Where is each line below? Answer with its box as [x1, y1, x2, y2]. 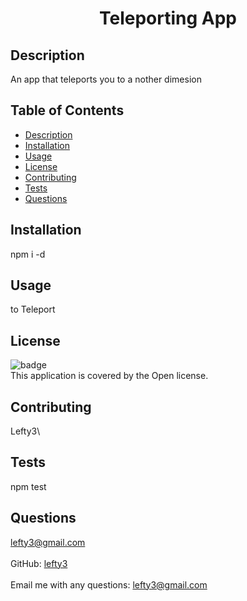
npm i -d [10, 248, 46, 260]
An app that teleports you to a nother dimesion [10, 73, 202, 85]
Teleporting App [98, 7, 238, 30]
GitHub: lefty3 [10, 557, 68, 569]
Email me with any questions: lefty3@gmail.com [10, 578, 208, 591]
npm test [10, 480, 47, 492]
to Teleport [10, 303, 56, 316]
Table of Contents [10, 102, 125, 119]
